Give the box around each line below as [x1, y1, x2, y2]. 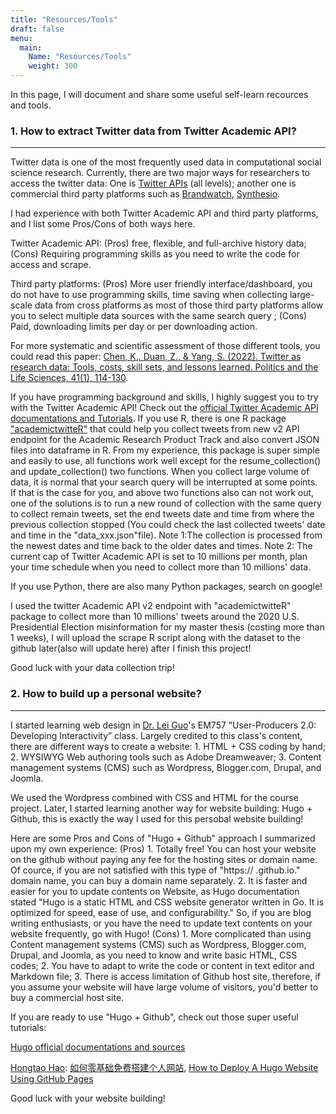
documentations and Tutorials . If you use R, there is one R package [10, 412, 287, 425]
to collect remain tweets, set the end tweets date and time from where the [10, 508, 315, 520]
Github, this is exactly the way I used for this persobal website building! [10, 812, 304, 825]
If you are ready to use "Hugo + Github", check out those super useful [10, 1011, 299, 1023]
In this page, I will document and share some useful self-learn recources [10, 89, 309, 100]
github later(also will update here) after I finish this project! [10, 642, 252, 655]
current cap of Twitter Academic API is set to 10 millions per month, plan [10, 551, 308, 563]
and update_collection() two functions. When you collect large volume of [10, 466, 310, 478]
